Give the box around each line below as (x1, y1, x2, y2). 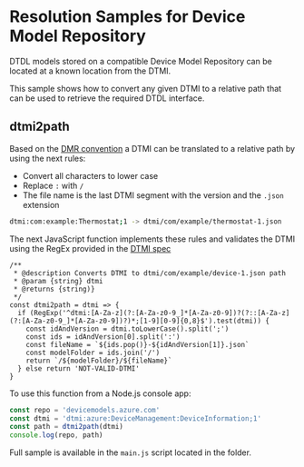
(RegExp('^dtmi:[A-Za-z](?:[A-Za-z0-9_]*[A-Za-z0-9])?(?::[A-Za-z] (29, 308, 290, 317)
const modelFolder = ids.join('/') (25, 348, 161, 357)
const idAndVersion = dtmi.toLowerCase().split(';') (25, 324, 230, 333)
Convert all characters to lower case (22, 170, 159, 181)
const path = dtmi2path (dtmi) (9, 422, 124, 432)
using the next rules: (9, 153, 86, 164)
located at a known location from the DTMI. (9, 65, 172, 76)
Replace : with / (22, 180, 84, 191)
